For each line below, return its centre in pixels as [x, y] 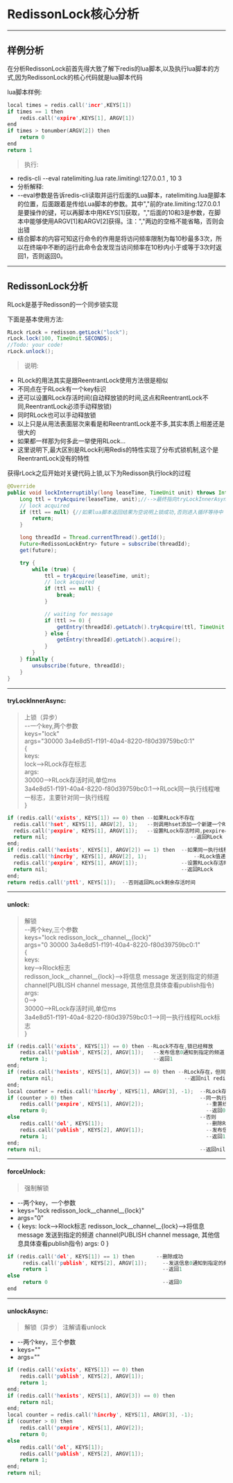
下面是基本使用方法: [36, 319]
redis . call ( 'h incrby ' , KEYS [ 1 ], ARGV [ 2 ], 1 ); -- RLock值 [117, 857]
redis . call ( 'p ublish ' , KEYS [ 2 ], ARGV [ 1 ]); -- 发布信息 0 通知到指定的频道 [122, 1053]
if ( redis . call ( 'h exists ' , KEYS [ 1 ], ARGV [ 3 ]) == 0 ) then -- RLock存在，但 [114, 1072]
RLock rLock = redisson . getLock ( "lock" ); [68, 332]
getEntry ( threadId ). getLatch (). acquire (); [119, 640]
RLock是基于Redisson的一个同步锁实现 [63, 304]
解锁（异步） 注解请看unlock [65, 1327]
